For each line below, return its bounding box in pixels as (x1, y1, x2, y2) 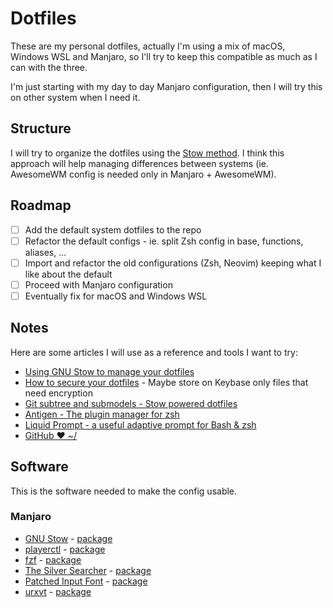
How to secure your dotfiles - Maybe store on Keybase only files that (24, 376, 309, 388)
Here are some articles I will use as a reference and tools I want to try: (10, 346, 298, 358)
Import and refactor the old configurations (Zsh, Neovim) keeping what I (24, 257, 322, 269)
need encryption (24, 387, 93, 399)
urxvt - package (24, 585, 92, 597)
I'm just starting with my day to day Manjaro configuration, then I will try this (10, 80, 323, 92)
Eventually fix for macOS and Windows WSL (24, 290, 208, 302)
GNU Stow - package (24, 532, 113, 544)
